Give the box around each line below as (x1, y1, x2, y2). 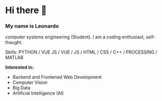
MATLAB (5, 55, 24, 61)
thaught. (5, 39, 23, 45)
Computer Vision (12, 79, 48, 85)
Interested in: (5, 64, 34, 70)
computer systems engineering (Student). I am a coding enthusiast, (5, 34, 145, 40)
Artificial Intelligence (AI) (12, 90, 64, 96)
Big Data (12, 85, 31, 91)
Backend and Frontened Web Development (12, 74, 102, 80)
